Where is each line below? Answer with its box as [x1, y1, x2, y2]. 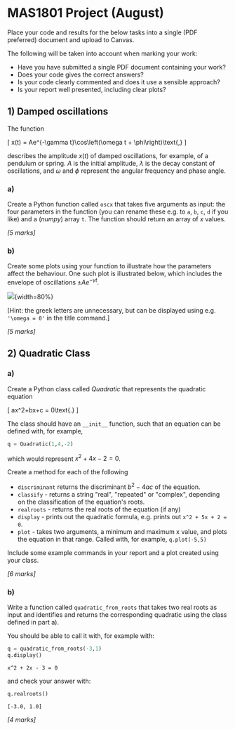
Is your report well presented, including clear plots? [17, 85, 166, 93]
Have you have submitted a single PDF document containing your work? [17, 63, 227, 71]
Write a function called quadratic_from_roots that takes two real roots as [7, 603, 217, 612]
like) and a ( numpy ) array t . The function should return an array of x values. [7, 215, 226, 223]
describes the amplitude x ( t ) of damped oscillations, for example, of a [7, 151, 209, 159]
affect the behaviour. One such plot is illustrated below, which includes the [7, 269, 222, 278]
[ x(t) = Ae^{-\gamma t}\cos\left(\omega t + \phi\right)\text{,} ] [7, 138, 187, 146]
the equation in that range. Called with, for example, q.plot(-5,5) [17, 535, 207, 543]
